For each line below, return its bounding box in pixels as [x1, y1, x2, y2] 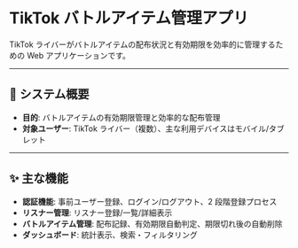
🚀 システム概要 [9, 87, 90, 102]
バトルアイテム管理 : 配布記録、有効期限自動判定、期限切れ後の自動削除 [21, 218, 283, 229]
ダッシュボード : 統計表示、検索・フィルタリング [21, 229, 198, 240]
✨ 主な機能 [9, 171, 69, 186]
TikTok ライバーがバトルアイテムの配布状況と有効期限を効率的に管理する [9, 39, 277, 50]
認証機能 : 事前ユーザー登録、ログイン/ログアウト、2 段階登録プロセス [21, 196, 278, 206]
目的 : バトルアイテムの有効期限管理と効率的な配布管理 [21, 112, 221, 122]
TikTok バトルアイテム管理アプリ [9, 8, 249, 28]
